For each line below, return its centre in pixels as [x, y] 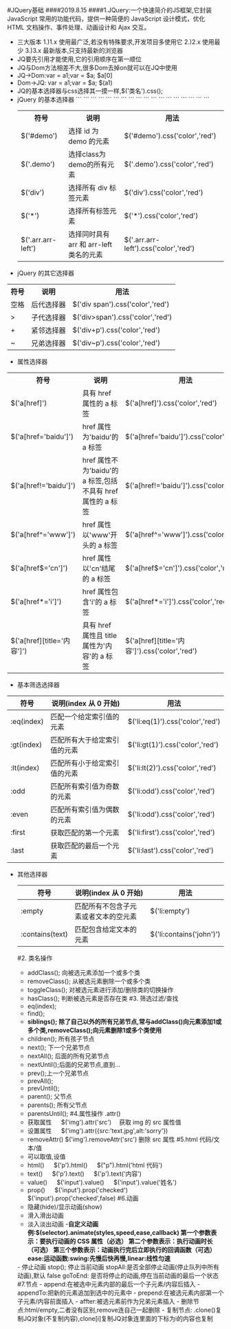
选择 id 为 [84, 131]
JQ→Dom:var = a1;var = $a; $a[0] [65, 75]
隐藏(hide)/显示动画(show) [65, 1207]
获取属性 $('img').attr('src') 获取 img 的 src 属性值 [104, 1122]
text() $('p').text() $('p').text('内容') [85, 1174]
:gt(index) [26, 745]
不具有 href [100, 491]
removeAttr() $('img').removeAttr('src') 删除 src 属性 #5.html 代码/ [121, 1139]
